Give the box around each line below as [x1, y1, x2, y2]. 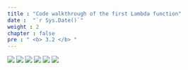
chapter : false [7, 29, 55, 37]
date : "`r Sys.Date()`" [7, 17, 83, 24]
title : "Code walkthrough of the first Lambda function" [7, 10, 182, 17]
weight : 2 [7, 23, 40, 30]
